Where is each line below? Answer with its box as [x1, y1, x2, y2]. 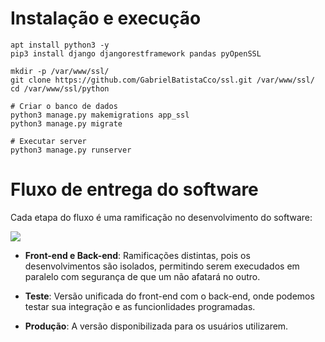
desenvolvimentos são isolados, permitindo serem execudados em [24, 260, 300, 272]
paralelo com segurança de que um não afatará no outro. [24, 270, 261, 282]
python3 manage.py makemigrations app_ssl [10, 110, 190, 120]
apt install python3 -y [10, 40, 110, 50]
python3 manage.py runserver [10, 145, 132, 155]
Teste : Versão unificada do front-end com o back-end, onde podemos [24, 290, 315, 302]
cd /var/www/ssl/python [10, 83, 110, 94]
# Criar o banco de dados [10, 101, 118, 111]
